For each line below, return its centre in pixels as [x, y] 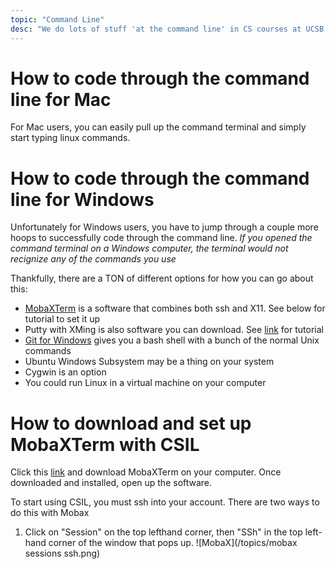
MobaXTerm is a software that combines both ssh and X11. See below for [175, 308]
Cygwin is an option [65, 372]
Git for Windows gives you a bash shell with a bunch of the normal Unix [172, 340]
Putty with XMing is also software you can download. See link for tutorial [174, 330]
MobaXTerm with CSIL [105, 444]
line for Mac [61, 99]
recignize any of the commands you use [93, 259]
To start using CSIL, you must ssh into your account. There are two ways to [165, 502]
